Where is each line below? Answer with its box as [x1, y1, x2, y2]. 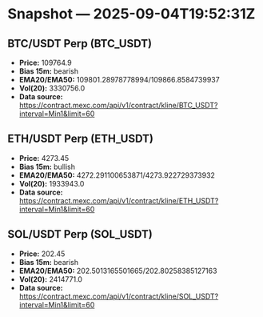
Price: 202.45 [18, 249, 66, 259]
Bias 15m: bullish [18, 162, 75, 171]
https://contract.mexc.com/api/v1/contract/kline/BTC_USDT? [18, 101, 218, 110]
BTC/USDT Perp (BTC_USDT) [7, 37, 153, 50]
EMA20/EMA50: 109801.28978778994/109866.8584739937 [18, 75, 221, 84]
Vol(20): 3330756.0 [18, 83, 86, 93]
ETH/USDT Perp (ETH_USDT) [7, 132, 153, 146]
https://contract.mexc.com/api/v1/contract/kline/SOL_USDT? [18, 291, 219, 301]
